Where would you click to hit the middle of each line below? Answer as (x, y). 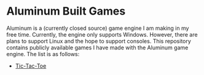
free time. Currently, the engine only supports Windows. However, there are (102, 34)
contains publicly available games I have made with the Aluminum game (97, 48)
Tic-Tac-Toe (31, 66)
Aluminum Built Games (66, 11)
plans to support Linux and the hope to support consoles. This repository (99, 41)
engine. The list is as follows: (43, 54)
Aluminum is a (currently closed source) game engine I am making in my (98, 28)
